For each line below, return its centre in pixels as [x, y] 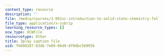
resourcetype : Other [26, 37]
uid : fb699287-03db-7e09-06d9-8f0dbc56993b [50, 46]
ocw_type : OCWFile [24, 32]
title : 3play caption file [32, 41]
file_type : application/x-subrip [39, 23]
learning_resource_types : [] [35, 28]
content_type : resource [29, 9]
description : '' [21, 14]
